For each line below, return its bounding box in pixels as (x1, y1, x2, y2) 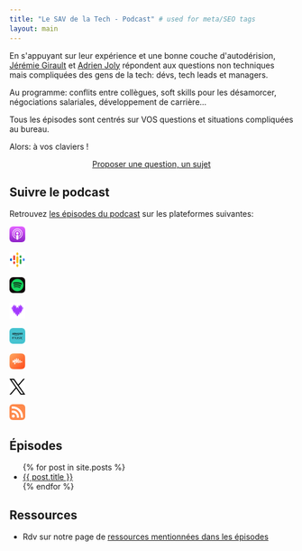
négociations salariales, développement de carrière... (9, 96, 207, 107)
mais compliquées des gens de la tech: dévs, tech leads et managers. (9, 69, 269, 80)
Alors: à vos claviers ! (9, 141, 89, 152)
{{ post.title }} (22, 472, 74, 482)
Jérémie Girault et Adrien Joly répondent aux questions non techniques (9, 60, 275, 70)
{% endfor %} (22, 481, 75, 492)
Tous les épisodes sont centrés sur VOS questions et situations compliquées (9, 114, 294, 125)
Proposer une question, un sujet (91, 158, 212, 169)
